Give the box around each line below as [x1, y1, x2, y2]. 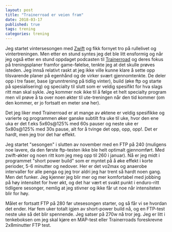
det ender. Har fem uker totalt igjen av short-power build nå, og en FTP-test [5, 206, 165, 212]
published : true [5, 22, 40, 27]
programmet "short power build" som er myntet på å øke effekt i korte [5, 158, 153, 164]
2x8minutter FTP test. [5, 222, 51, 228]
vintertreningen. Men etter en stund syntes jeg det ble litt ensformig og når [5, 51, 163, 57]
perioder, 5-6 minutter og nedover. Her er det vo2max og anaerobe [5, 163, 147, 169]
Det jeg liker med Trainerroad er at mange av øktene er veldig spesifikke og [5, 110, 165, 116]
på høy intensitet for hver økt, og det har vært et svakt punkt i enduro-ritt [5, 180, 160, 185]
